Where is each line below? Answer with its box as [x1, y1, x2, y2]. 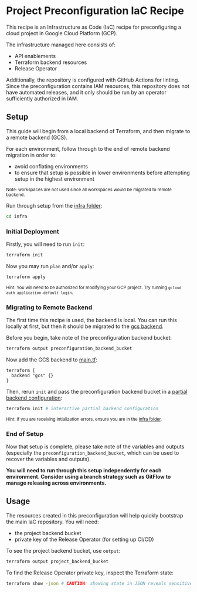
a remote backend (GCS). [6, 134, 67, 141]
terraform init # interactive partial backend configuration [6, 405, 159, 411]
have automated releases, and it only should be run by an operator [6, 89, 167, 96]
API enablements [14, 52, 56, 59]
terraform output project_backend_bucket [6, 559, 109, 564]
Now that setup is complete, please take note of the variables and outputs [6, 443, 185, 450]
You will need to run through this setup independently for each [6, 467, 162, 474]
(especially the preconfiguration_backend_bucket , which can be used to [6, 449, 179, 456]
